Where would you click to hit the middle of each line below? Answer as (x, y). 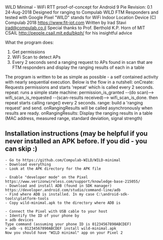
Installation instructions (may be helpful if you (76, 134)
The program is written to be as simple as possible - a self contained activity (82, 77)
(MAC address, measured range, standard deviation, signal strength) (74, 118)
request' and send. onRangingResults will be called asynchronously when (79, 108)
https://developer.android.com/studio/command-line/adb (63, 190)
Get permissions (28, 52)
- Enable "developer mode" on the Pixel (47, 177)
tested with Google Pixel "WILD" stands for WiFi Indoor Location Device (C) (81, 17)
